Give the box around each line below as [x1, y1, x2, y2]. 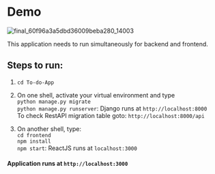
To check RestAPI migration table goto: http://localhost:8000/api [16, 111, 205, 119]
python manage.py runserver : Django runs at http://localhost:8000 [16, 104, 207, 113]
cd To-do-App [16, 79, 55, 86]
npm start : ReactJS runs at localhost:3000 [16, 144, 138, 152]
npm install [16, 138, 51, 145]
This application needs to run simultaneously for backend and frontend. [7, 40, 208, 48]
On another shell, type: [16, 124, 82, 133]
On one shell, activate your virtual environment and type [16, 91, 175, 99]
